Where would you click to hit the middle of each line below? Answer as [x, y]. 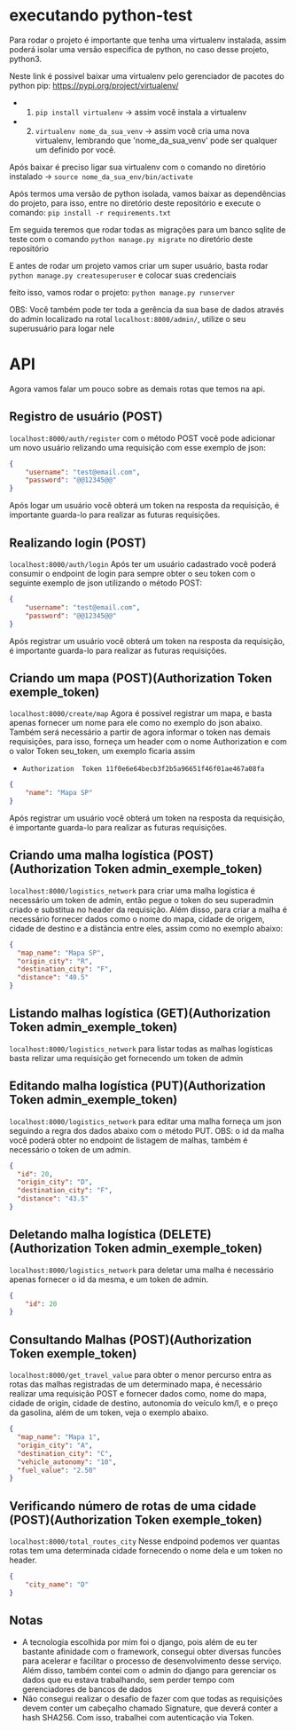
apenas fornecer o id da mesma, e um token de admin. [109, 1279]
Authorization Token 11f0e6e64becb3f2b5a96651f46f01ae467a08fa [143, 769]
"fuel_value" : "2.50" [57, 1470]
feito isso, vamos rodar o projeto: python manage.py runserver [122, 292]
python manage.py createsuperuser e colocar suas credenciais [123, 275]
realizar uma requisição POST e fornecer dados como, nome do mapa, [138, 1394]
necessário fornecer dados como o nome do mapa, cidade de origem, [137, 918]
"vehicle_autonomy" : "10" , [67, 1462]
